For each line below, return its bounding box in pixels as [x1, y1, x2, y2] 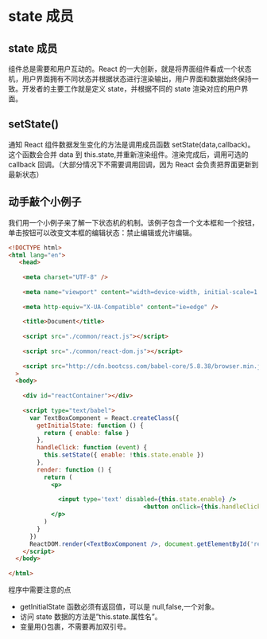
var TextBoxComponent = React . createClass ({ [29, 414, 180, 422]
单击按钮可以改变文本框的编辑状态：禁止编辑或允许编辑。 [8, 228, 196, 237]
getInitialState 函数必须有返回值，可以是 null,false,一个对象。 [19, 602, 219, 611]
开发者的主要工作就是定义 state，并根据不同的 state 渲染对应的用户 [21, 84, 242, 93]
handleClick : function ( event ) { [37, 444, 148, 452]
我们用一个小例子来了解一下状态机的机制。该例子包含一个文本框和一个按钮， [8, 218, 259, 227]
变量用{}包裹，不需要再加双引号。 [19, 622, 131, 631]
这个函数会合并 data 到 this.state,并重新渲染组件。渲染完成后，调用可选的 [8, 149, 249, 159]
